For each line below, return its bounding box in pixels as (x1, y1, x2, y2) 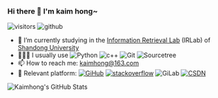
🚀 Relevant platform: (17, 69, 77, 78)
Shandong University (17, 44, 79, 52)
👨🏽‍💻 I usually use (17, 51, 69, 59)
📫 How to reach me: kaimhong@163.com (17, 59, 139, 68)
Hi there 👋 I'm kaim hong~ (7, 6, 98, 16)
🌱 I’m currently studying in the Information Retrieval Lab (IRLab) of (17, 36, 211, 44)
